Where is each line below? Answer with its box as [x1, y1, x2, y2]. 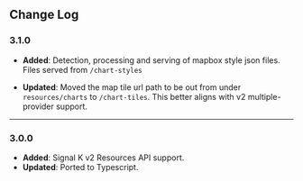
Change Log [9, 7, 79, 23]
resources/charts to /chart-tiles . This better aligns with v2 [22, 91, 246, 102]
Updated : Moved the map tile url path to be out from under [22, 81, 242, 93]
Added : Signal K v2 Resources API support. [22, 152, 185, 163]
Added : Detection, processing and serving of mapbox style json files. [22, 54, 281, 66]
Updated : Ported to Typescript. [22, 161, 139, 172]
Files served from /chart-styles [22, 64, 142, 75]
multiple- [247, 91, 281, 102]
